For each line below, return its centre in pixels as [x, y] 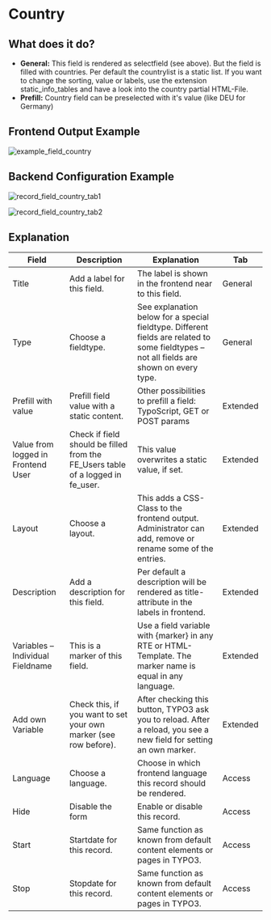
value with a [92, 406]
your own [87, 725]
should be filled [98, 444]
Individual [31, 656]
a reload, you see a [173, 730]
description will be [172, 582]
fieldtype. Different [173, 327]
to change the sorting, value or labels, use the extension [113, 81]
